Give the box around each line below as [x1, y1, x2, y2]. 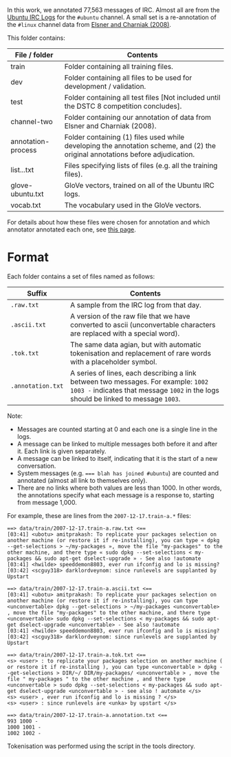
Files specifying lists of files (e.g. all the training [64, 161, 218, 170]
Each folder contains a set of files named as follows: [7, 272, 155, 280]
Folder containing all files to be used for [64, 73, 192, 82]
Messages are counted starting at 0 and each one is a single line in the [16, 425, 218, 433]
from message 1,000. [16, 498, 77, 506]
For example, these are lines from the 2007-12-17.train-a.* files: [7, 511, 191, 519]
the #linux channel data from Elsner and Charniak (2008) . [7, 21, 172, 28]
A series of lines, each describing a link [69, 368, 197, 377]
